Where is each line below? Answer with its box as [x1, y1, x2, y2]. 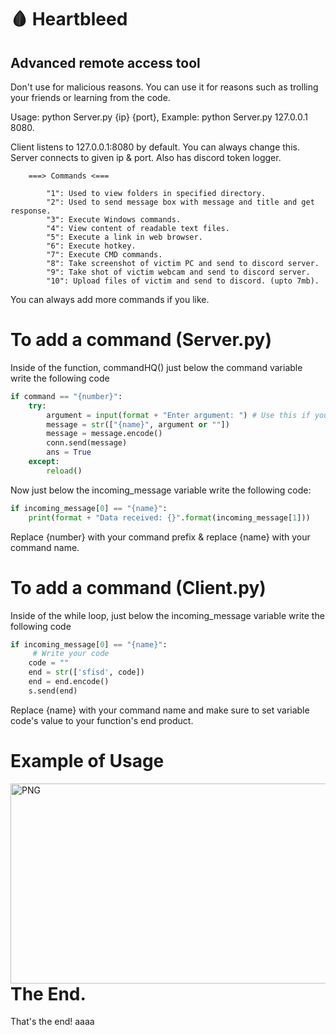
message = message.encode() [46, 429, 163, 439]
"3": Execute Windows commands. [46, 215, 182, 225]
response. [10, 206, 52, 216]
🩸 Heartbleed [10, 8, 128, 31]
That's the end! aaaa [10, 1016, 95, 1028]
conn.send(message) [46, 438, 128, 448]
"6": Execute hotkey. [46, 241, 137, 251]
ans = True [46, 447, 92, 458]
